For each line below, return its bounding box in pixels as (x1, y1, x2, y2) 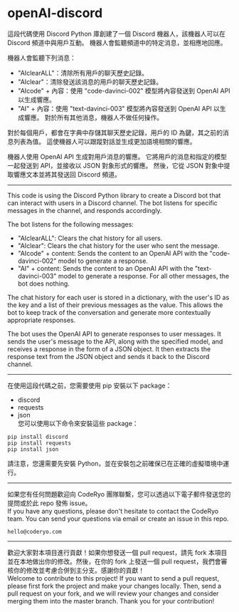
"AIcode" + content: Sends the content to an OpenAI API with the (17, 249, 208, 257)
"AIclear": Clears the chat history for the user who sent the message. (17, 241, 220, 250)
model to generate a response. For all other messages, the (58, 271, 230, 280)
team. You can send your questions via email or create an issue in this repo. (7, 514, 229, 523)
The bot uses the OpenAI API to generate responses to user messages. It (7, 329, 222, 338)
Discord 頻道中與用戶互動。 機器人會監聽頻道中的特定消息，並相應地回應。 (7, 38, 227, 47)
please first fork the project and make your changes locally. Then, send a (7, 581, 222, 590)
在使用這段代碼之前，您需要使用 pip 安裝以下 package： (7, 381, 172, 390)
